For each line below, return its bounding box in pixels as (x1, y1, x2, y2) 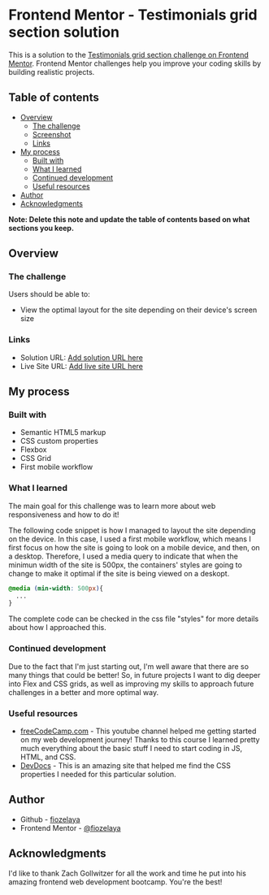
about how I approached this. (8, 623, 107, 632)
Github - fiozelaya (20, 815, 80, 824)
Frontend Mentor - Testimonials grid (8, 6, 258, 24)
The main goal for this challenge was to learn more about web (8, 501, 216, 510)
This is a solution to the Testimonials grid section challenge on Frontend (8, 50, 249, 59)
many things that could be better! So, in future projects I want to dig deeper (8, 670, 261, 680)
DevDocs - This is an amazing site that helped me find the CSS (20, 760, 232, 770)
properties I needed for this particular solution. (20, 769, 176, 779)
